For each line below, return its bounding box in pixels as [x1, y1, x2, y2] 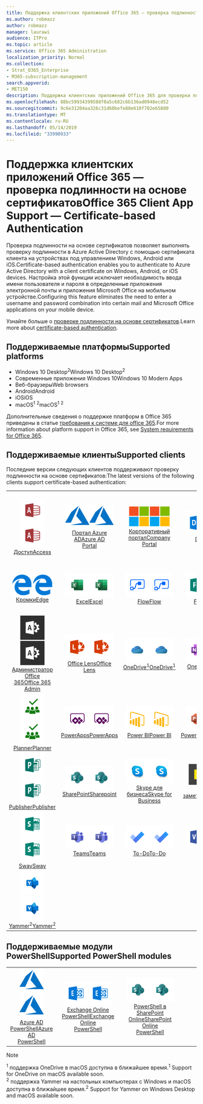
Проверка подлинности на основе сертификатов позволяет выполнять [6, 242, 190, 249]
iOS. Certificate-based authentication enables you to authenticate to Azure [6, 261, 190, 268]
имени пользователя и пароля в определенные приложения [6, 280, 163, 288]
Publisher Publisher [8, 803, 56, 810]
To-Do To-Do [132, 850, 166, 857]
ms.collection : [6, 60, 45, 66]
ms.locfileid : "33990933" [6, 131, 71, 137]
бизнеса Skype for [126, 790, 172, 798]
